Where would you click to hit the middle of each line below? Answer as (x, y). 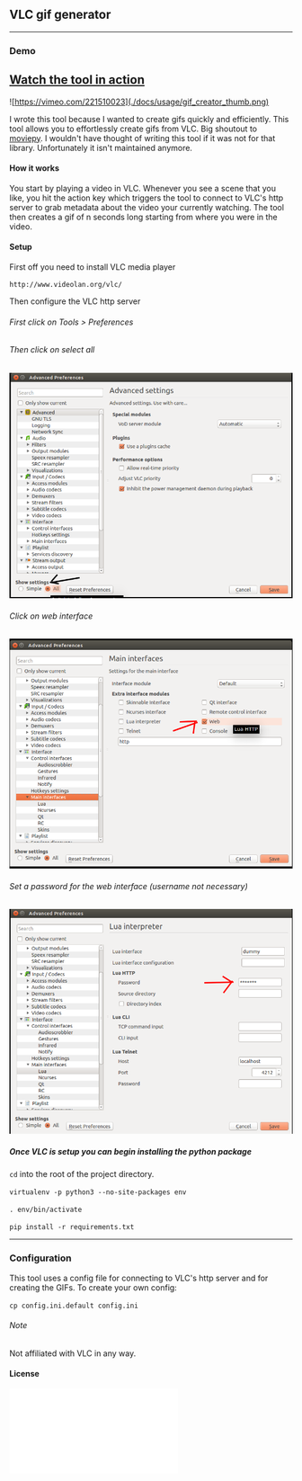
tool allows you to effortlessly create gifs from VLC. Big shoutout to (133, 129)
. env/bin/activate (46, 1210)
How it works (35, 168)
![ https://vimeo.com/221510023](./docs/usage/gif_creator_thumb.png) (139, 102)
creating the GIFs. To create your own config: (93, 1287)
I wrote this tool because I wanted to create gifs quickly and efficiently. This (149, 119)
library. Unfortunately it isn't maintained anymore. (101, 147)
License (25, 1374)
